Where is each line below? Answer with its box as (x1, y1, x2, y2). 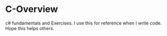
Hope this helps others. (5, 25, 55, 31)
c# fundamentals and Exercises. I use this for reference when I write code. (5, 20, 162, 26)
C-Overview (5, 3, 58, 15)
